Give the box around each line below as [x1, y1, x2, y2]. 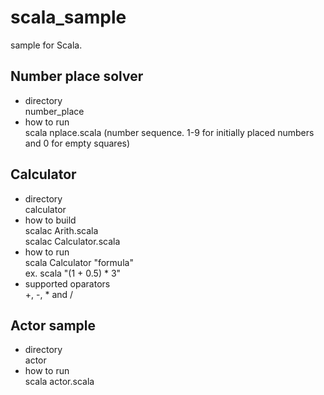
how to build [24, 214, 77, 226]
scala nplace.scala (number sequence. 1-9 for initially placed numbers [24, 126, 315, 138]
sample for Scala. [10, 39, 83, 51]
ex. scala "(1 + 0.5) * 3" [24, 267, 122, 279]
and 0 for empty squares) [24, 137, 131, 149]
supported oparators [24, 277, 111, 290]
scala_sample [10, 6, 127, 29]
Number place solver [10, 68, 144, 85]
